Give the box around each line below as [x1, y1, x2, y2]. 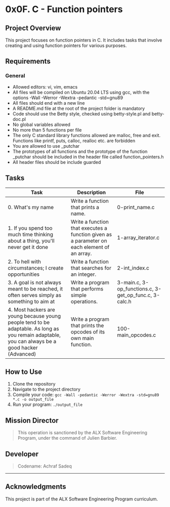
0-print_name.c [117, 203, 155, 210]
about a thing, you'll [8, 237, 55, 244]
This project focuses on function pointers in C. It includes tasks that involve [5, 37, 162, 43]
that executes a [70, 224, 107, 231]
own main [70, 334, 94, 342]
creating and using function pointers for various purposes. [5, 43, 127, 49]
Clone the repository [12, 381, 56, 387]
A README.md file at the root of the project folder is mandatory [12, 105, 145, 111]
